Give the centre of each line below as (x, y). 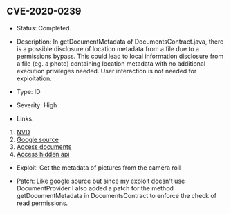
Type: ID (28, 91)
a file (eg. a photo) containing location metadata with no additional (111, 63)
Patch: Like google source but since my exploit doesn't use (101, 181)
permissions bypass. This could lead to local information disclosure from (120, 56)
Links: (25, 118)
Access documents (44, 146)
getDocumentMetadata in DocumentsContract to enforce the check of (117, 195)
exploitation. (34, 78)
